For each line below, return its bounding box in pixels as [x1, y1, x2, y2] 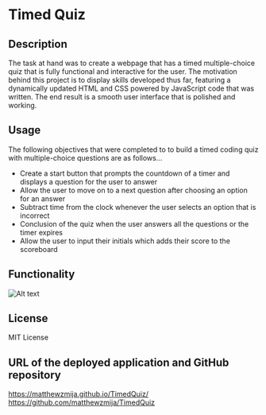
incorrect [19, 211, 50, 220]
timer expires [19, 227, 64, 237]
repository [8, 368, 62, 382]
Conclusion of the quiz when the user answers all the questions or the [19, 219, 249, 228]
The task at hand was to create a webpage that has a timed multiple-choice [8, 58, 256, 68]
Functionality [8, 268, 75, 281]
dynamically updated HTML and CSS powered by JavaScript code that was [8, 83, 255, 93]
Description [8, 37, 67, 51]
